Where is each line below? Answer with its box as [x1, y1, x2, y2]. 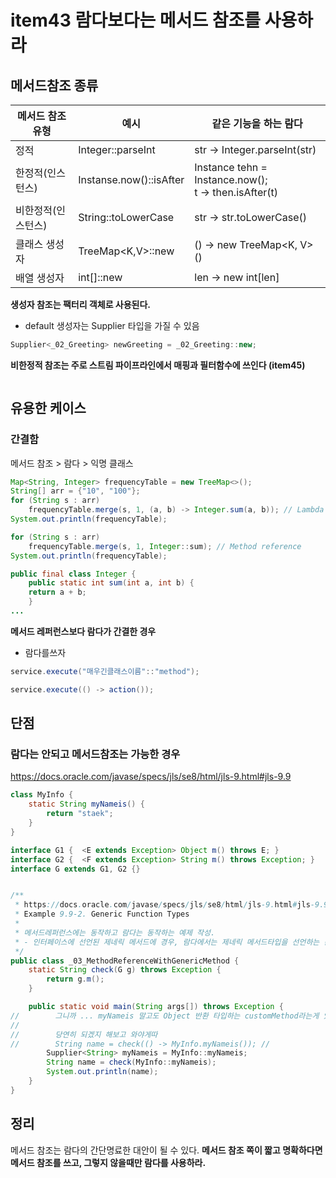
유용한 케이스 [10, 400, 87, 417]
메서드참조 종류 [10, 77, 99, 94]
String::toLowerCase [78, 211, 175, 224]
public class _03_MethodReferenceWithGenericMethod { [10, 956, 240, 966]
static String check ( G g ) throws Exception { [28, 965, 222, 975]
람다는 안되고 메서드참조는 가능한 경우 [10, 747, 181, 761]
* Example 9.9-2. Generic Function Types [14, 909, 190, 920]
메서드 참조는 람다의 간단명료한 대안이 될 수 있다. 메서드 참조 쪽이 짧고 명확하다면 [10, 1144, 323, 1156]
